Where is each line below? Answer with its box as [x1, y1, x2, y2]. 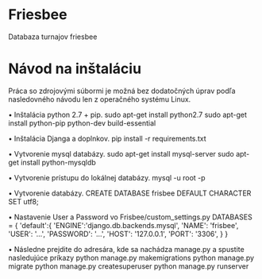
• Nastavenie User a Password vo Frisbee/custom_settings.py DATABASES [8, 212, 252, 222]
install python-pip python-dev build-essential [8, 118, 156, 128]
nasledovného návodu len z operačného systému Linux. [8, 94, 191, 104]
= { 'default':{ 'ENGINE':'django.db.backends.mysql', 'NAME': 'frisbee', [8, 220, 239, 230]
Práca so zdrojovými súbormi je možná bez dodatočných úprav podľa [8, 86, 236, 95]
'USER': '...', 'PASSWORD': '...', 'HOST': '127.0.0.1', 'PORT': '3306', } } [8, 229, 229, 238]
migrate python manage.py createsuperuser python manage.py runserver [8, 261, 249, 271]
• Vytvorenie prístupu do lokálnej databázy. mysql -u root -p [8, 172, 206, 182]
